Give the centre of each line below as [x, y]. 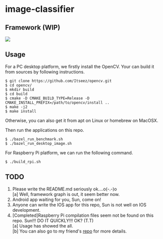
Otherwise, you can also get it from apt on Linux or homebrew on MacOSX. [82, 120]
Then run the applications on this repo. [45, 130]
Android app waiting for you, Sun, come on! [57, 199]
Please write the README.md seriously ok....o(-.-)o [65, 189]
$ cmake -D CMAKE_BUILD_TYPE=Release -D [48, 98]
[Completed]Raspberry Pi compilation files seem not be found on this [83, 215]
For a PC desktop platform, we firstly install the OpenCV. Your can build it [80, 66]
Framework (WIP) [33, 28]
